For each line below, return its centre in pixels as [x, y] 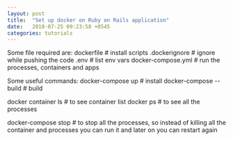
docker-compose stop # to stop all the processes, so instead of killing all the [116, 123]
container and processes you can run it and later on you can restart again [112, 130]
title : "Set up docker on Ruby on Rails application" [88, 20]
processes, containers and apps [53, 67]
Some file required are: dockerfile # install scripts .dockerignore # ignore [111, 53]
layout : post [26, 14]
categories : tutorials [40, 33]
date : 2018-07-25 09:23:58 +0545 [59, 26]
